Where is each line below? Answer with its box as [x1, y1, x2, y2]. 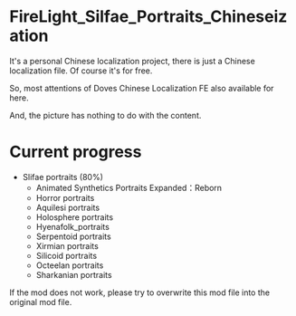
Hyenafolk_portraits [35, 221, 110, 232]
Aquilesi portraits [35, 202, 100, 213]
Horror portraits [35, 192, 95, 203]
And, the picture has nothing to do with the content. [9, 110, 202, 120]
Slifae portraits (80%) [22, 171, 104, 182]
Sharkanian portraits [35, 269, 112, 280]
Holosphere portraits [35, 211, 114, 223]
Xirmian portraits [35, 240, 100, 251]
